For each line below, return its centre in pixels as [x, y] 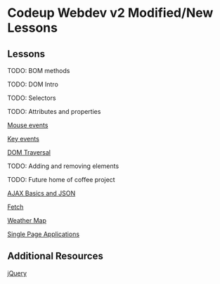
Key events [24, 139]
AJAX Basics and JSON [41, 193]
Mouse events [28, 125]
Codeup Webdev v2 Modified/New [110, 13]
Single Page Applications [43, 234]
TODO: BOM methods [39, 71]
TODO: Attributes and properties [54, 111]
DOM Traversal [29, 152]
